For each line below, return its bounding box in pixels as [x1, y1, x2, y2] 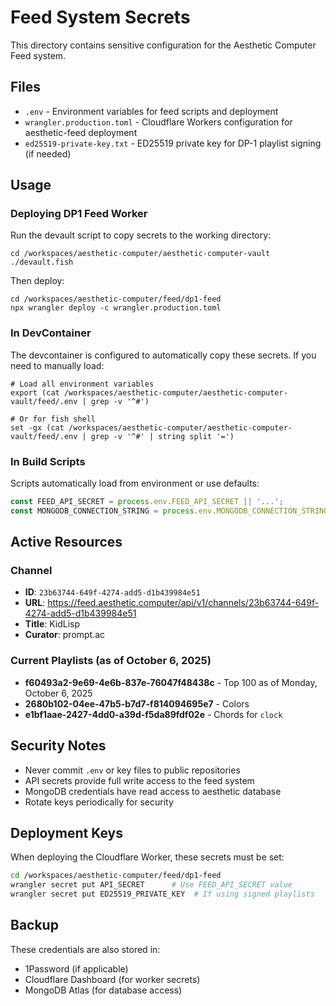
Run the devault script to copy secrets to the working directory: [10, 229, 272, 241]
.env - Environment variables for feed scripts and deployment [24, 105, 279, 117]
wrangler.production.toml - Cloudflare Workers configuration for [24, 116, 293, 128]
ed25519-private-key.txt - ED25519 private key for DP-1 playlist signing [24, 137, 322, 149]
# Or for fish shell [10, 414, 97, 424]
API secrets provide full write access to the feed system [24, 774, 255, 786]
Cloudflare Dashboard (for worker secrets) [24, 973, 201, 985]
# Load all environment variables [10, 379, 155, 389]
